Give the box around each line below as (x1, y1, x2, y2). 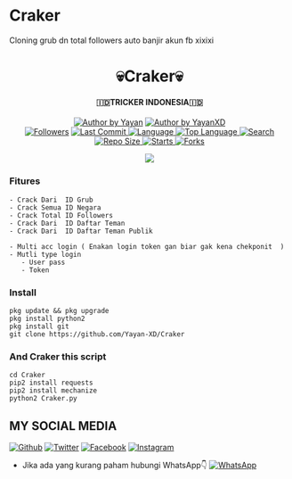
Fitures (9, 175, 41, 187)
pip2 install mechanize (9, 386, 98, 395)
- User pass (20, 258, 66, 267)
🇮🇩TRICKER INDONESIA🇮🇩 (96, 96, 203, 107)
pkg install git (9, 322, 69, 331)
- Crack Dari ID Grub (9, 195, 93, 204)
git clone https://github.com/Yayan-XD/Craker (9, 329, 185, 339)
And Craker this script (9, 350, 107, 362)
